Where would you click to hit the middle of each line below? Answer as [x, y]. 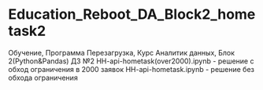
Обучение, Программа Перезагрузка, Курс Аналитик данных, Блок [121, 52]
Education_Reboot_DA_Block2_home [132, 14]
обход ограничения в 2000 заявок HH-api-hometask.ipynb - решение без [131, 69]
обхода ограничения [43, 77]
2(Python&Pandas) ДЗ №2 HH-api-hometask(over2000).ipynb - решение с [131, 61]
